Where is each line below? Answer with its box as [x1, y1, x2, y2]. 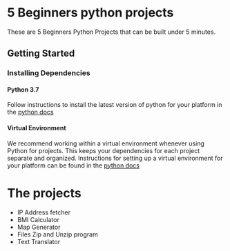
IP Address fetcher [17, 208, 71, 217]
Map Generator [17, 223, 61, 231]
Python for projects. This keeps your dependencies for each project [7, 146, 200, 154]
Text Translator [17, 237, 61, 245]
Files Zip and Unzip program [17, 230, 98, 239]
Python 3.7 [7, 85, 39, 94]
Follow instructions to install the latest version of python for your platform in [7, 101, 222, 109]
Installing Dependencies [7, 68, 91, 78]
